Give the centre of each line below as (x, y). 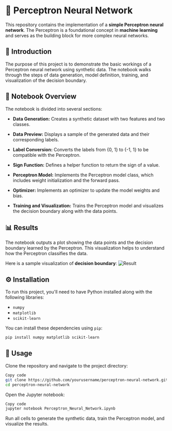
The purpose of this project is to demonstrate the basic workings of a (79, 64)
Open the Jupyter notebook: (35, 395)
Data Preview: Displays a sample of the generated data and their (81, 134)
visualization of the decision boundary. (46, 80)
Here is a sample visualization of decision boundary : (61, 263)
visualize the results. (27, 424)
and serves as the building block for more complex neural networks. (77, 35)
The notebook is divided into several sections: (54, 109)
